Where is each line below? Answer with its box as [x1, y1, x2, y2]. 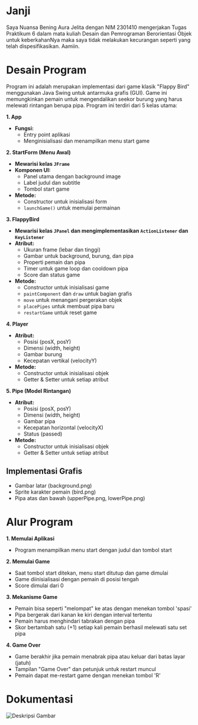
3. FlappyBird [6, 215, 40, 223]
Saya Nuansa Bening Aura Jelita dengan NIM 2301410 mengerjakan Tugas [6, 24, 187, 31]
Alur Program [6, 515, 73, 529]
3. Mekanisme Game [6, 593, 58, 600]
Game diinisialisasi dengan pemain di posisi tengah [14, 575, 139, 582]
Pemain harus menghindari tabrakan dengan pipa [14, 617, 135, 624]
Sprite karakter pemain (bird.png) [14, 488, 96, 495]
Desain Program [6, 63, 87, 77]
